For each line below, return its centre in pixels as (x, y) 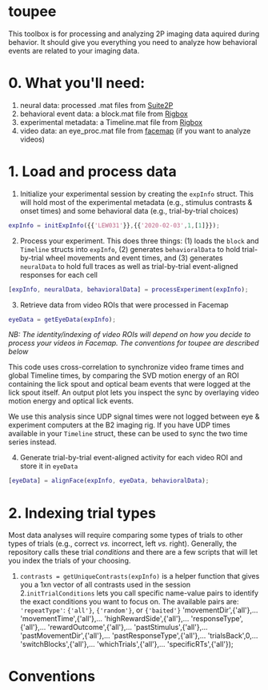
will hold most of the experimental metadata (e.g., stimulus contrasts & (136, 202)
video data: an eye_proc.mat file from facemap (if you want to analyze (135, 130)
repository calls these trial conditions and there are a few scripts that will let (133, 552)
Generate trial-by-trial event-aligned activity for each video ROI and (131, 458)
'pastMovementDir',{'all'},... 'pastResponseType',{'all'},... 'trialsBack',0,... (139, 636)
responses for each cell (59, 275)
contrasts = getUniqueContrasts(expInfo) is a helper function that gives (140, 576)
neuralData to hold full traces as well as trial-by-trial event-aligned (129, 266)
